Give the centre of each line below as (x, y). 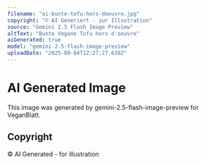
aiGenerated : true (34, 40)
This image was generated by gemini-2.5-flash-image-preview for (103, 107)
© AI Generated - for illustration (53, 154)
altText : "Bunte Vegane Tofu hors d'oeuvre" (73, 33)
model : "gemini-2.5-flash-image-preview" (69, 46)
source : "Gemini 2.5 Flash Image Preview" (70, 27)
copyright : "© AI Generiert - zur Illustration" (80, 20)
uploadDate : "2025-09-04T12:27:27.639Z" (67, 53)
